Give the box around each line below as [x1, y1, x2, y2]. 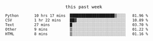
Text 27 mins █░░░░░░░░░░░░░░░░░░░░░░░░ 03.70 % [5, 22, 149, 27]
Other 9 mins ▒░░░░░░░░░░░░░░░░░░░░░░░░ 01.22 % [5, 27, 149, 32]
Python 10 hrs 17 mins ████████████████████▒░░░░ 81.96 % [5, 13, 149, 18]
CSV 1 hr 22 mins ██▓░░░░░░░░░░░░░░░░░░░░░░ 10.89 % [5, 18, 149, 22]
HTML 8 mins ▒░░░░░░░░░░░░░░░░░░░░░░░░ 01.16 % [5, 31, 149, 36]
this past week [65, 4, 102, 9]
